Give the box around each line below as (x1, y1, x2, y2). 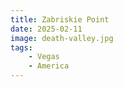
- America (28, 61, 70, 71)
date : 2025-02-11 (10, 24, 83, 34)
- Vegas (28, 52, 60, 62)
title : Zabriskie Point (10, 14, 110, 25)
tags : (10, 42, 33, 53)
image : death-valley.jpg (10, 33, 114, 43)
